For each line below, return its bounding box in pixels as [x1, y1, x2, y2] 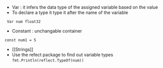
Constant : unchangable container [11, 28, 82, 34]
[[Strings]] [11, 46, 33, 52]
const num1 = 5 [4, 37, 36, 42]
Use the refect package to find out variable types [11, 52, 113, 57]
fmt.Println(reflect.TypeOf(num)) [11, 58, 84, 63]
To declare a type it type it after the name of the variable [11, 9, 128, 15]
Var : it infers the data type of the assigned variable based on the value [11, 4, 158, 10]
